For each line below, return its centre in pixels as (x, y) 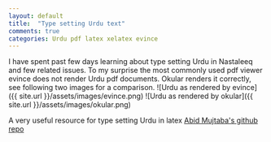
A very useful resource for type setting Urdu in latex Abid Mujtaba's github (133, 120)
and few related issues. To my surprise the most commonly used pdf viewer (135, 71)
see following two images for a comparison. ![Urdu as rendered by (120, 88)
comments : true (34, 31)
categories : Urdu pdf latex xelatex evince (83, 39)
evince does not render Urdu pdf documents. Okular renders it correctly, (130, 79)
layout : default (36, 16)
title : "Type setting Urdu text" (67, 24)
